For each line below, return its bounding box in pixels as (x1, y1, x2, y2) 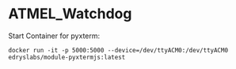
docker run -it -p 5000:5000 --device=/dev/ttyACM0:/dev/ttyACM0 (8, 46, 228, 54)
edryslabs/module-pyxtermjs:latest (8, 53, 126, 61)
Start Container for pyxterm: (8, 31, 101, 40)
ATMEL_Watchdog (8, 5, 132, 23)
